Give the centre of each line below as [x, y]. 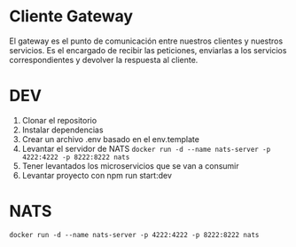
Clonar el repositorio [59, 120]
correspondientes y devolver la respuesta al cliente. [104, 60]
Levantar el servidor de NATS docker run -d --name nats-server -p [146, 148]
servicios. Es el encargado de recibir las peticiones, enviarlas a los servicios [148, 50]
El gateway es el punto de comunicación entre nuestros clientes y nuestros [146, 41]
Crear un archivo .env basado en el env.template [110, 139]
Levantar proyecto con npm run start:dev [97, 175]
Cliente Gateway [71, 16]
